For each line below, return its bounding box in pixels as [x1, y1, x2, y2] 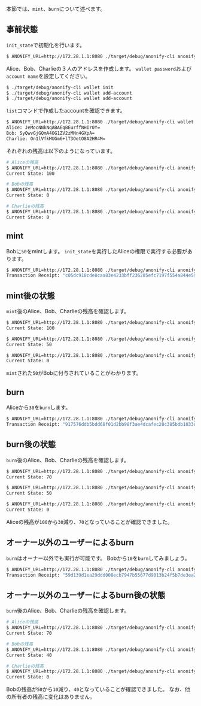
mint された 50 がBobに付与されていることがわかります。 [6, 369, 142, 377]
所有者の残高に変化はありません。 [11, 693, 96, 701]
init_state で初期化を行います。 [6, 41, 86, 49]
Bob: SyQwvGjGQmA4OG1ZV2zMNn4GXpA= [6, 131, 95, 137]
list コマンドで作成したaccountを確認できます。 [6, 107, 126, 114]
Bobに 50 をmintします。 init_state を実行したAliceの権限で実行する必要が [6, 247, 187, 254]
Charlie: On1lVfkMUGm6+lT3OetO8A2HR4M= [6, 135, 106, 142]
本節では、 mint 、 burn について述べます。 [6, 5, 106, 12]
